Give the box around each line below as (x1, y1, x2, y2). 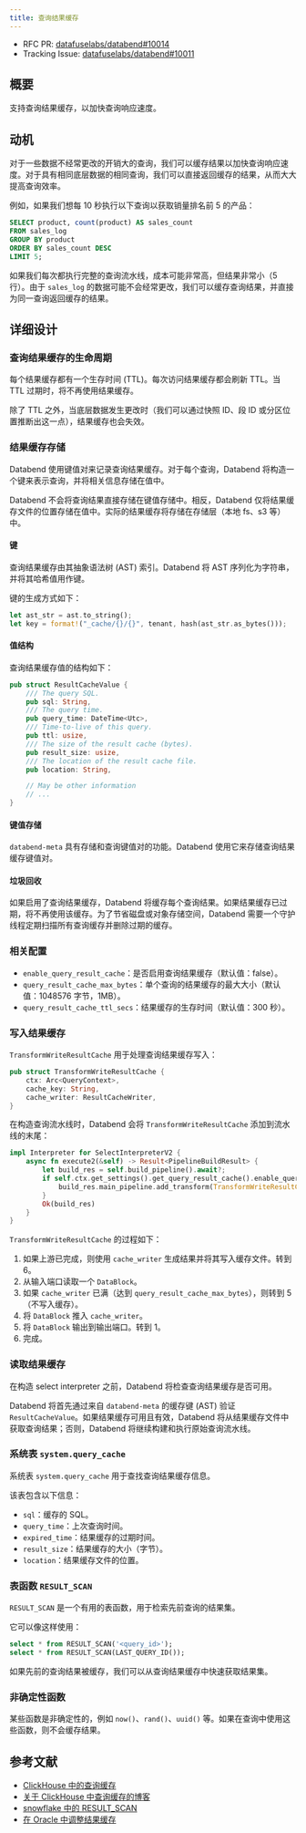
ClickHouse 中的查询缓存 (22, 1780, 117, 1791)
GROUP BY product (9, 235, 76, 244)
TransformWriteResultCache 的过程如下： (9, 1234, 162, 1245)
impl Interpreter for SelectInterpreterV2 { (9, 1148, 181, 1158)
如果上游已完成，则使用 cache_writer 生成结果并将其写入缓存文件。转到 (22, 1253, 292, 1264)
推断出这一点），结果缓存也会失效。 (16, 416, 149, 427)
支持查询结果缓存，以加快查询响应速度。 (9, 102, 161, 114)
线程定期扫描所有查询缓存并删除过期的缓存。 (9, 920, 178, 931)
